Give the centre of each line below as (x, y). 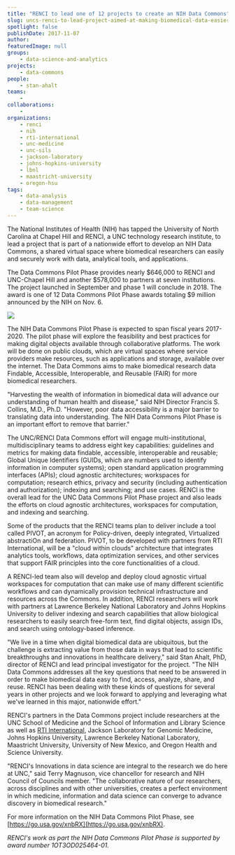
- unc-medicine (42, 144)
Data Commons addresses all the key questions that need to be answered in (117, 672)
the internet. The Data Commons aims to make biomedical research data (112, 366)
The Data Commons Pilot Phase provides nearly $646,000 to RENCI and (111, 272)
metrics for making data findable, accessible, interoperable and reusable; (113, 452)
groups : (19, 53)
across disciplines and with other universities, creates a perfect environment (117, 788)
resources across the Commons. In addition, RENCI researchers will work (113, 599)
